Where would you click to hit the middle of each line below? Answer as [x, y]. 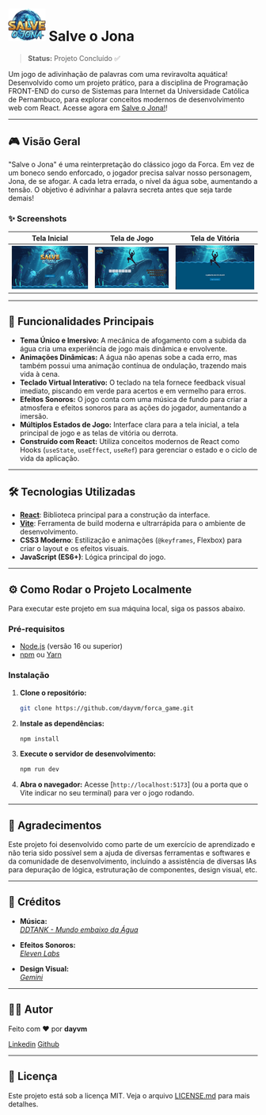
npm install [39, 739]
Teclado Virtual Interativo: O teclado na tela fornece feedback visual [132, 383]
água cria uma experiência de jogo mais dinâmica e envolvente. [123, 349]
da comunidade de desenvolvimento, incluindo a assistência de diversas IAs [133, 861]
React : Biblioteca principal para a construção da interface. [115, 515]
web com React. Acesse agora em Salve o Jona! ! [88, 108]
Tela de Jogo [132, 238]
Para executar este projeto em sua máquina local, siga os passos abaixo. [127, 609]
